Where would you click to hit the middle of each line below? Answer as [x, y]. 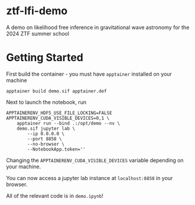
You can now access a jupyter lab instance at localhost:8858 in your [90, 178]
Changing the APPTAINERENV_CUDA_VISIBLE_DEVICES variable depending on [95, 160]
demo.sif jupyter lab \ [46, 129]
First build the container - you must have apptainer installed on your [89, 74]
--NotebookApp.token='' [56, 149]
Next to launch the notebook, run [46, 102]
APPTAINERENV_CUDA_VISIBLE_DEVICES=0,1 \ [58, 118]
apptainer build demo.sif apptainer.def [57, 91]
